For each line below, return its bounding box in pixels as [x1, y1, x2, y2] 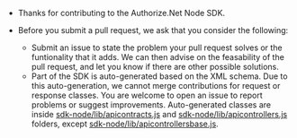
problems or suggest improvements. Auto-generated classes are [31, 99, 272, 110]
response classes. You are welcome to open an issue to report [31, 90, 263, 100]
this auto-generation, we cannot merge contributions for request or [31, 81, 281, 91]
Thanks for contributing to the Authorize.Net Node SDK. [17, 8, 226, 18]
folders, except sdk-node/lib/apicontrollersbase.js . [31, 118, 219, 129]
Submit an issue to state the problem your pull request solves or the [31, 42, 283, 53]
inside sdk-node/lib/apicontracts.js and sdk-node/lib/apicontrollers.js [31, 109, 288, 119]
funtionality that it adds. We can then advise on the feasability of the [31, 52, 285, 62]
